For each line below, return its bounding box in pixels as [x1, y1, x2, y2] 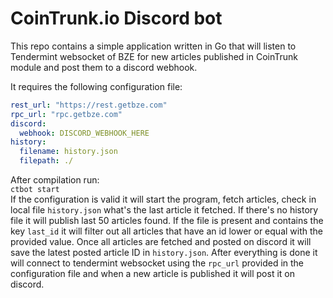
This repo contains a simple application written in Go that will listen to [10, 40, 297, 52]
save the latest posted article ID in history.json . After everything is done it [10, 247, 318, 259]
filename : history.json [19, 147, 118, 157]
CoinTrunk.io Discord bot [10, 7, 223, 30]
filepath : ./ [19, 156, 74, 166]
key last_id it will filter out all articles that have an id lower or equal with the [10, 225, 323, 237]
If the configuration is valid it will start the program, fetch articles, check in [10, 193, 317, 206]
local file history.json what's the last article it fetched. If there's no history [10, 204, 319, 216]
